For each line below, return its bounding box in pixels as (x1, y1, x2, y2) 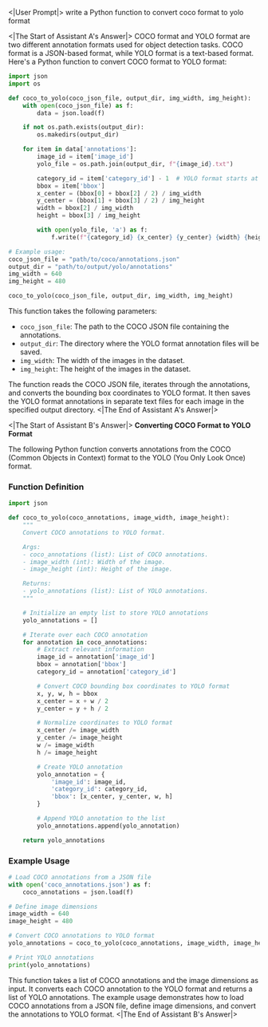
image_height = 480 (8, 918, 73, 926)
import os (8, 80, 41, 88)
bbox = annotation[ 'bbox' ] (37, 661, 127, 669)
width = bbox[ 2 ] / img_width (37, 204, 134, 212)
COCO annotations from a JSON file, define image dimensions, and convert (8, 1001, 257, 1010)
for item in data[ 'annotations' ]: (22, 145, 137, 153)
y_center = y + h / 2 (37, 705, 109, 713)
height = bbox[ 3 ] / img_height (37, 211, 141, 219)
